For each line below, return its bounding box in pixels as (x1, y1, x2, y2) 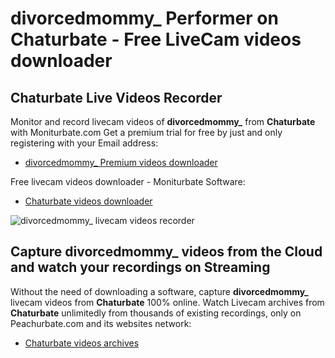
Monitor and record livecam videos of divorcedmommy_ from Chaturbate (10, 116, 316, 127)
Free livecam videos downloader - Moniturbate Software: (10, 176, 246, 187)
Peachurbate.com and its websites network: (10, 317, 192, 329)
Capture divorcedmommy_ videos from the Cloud (10, 243, 323, 261)
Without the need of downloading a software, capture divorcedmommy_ (10, 285, 309, 297)
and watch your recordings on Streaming (10, 259, 271, 276)
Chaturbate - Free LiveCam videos (10, 28, 302, 51)
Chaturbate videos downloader (24, 195, 153, 207)
